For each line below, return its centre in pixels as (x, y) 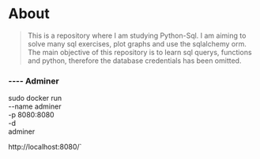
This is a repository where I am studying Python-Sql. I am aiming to (137, 35)
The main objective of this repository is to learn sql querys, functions (139, 52)
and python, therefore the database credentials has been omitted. (134, 61)
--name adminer (35, 106)
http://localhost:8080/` (45, 147)
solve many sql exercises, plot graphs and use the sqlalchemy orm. (137, 43)
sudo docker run (35, 98)
